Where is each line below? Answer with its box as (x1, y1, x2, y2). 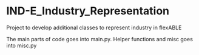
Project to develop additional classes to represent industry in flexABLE (6, 24, 182, 31)
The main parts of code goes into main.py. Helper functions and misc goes (6, 35, 193, 42)
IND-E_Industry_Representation (6, 4, 170, 18)
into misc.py (6, 42, 37, 49)
